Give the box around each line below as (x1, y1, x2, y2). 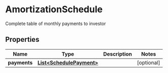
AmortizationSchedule (5, 4, 103, 15)
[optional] (137, 59, 160, 66)
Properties (5, 35, 40, 44)
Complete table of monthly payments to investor (5, 20, 106, 27)
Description (103, 50, 132, 57)
